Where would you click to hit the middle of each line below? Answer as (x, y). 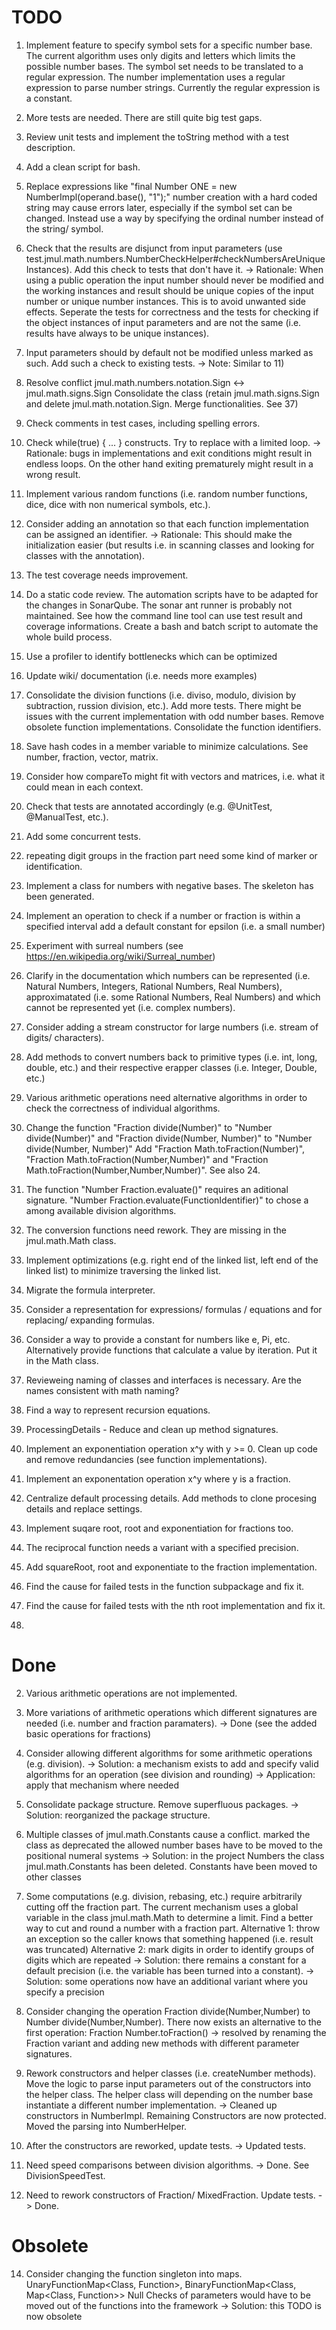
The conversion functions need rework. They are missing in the (156, 1230)
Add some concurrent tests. (83, 836)
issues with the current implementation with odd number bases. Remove (175, 716)
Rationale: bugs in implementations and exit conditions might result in (169, 453)
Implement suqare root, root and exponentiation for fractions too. (159, 1528)
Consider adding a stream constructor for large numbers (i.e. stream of (172, 1027)
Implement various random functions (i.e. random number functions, (166, 493)
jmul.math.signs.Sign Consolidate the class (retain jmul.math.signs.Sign (172, 393)
